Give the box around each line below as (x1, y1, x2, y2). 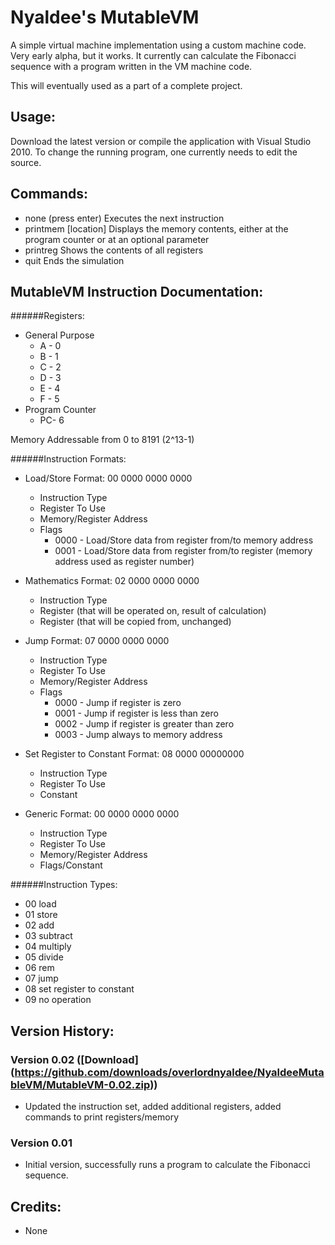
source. (10, 156, 42, 168)
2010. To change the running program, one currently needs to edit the (10, 146, 298, 158)
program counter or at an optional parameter (24, 233, 210, 245)
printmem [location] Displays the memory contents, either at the (24, 222, 289, 235)
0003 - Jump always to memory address (54, 729, 223, 741)
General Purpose (24, 329, 95, 341)
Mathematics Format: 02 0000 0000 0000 (24, 575, 200, 587)
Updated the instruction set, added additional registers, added (24, 1101, 282, 1113)
